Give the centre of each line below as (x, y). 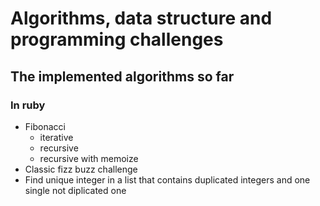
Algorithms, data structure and (141, 18)
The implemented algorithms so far (122, 76)
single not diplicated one (75, 190)
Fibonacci (45, 126)
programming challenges (117, 39)
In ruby (28, 105)
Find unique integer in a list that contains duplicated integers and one (167, 179)
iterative (56, 137)
